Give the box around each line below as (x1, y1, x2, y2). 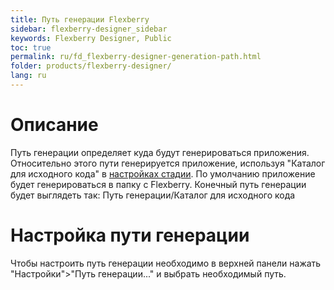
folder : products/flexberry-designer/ (10, 61, 172, 71)
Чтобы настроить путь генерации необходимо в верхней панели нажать (10, 257, 322, 269)
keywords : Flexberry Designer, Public (10, 33, 172, 43)
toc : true (10, 42, 52, 53)
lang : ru (10, 71, 47, 81)
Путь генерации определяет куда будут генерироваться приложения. (10, 146, 310, 158)
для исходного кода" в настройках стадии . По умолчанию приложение (10, 167, 316, 180)
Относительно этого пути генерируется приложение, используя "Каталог (10, 157, 326, 169)
